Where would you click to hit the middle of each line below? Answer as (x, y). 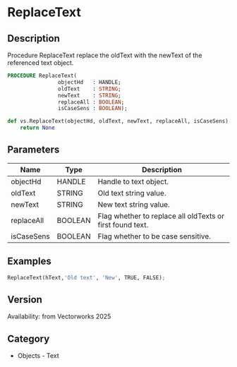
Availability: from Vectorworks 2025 (59, 317)
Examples (29, 261)
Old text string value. (132, 193)
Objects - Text (38, 356)
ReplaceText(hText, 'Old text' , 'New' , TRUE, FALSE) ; (86, 277)
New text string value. (134, 204)
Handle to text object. (133, 181)
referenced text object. (41, 63)
